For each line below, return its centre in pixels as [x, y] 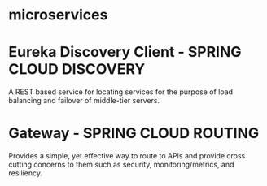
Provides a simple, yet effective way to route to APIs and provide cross [127, 156]
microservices [58, 15]
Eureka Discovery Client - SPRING [125, 52]
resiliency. [26, 173]
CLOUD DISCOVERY [77, 69]
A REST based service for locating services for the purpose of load [121, 92]
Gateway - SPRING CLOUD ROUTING [134, 134]
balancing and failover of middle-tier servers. [84, 101]
